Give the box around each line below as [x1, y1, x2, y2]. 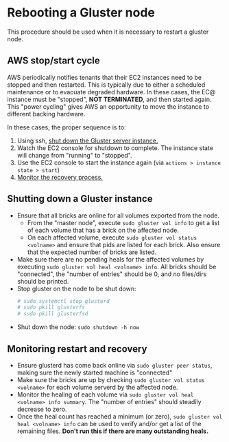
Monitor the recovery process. [16, 173, 103, 181]
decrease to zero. [16, 405, 67, 413]
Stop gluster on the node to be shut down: [16, 284, 136, 293]
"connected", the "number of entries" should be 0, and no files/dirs [16, 270, 207, 278]
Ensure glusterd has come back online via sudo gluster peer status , [16, 361, 213, 369]
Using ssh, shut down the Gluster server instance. [16, 136, 158, 145]
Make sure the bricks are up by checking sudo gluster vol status [16, 376, 205, 383]
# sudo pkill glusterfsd [16, 311, 88, 317]
